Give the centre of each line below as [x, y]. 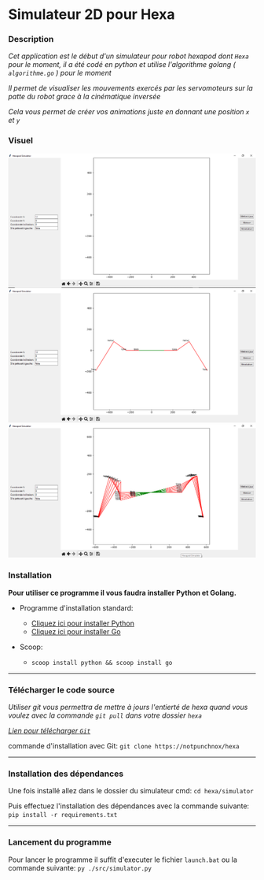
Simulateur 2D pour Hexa [92, 15]
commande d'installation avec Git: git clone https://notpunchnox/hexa [124, 745]
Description [31, 39]
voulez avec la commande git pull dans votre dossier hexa [105, 715]
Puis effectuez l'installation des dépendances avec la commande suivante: [129, 806]
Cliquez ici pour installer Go [76, 631]
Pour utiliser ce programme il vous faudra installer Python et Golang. [123, 592]
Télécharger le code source [62, 689]
